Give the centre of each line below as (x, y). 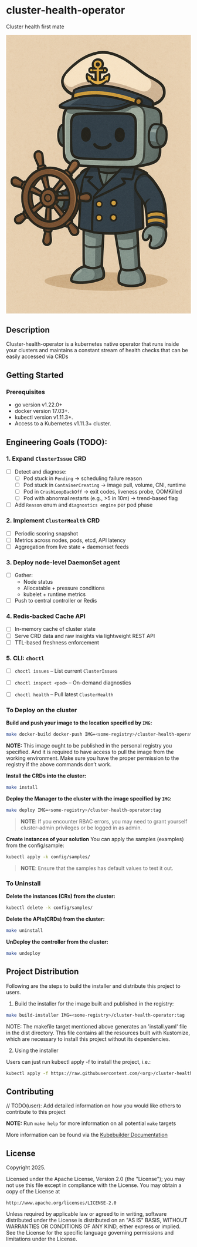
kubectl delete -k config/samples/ (50, 908)
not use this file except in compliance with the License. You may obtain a (94, 1185)
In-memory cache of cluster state (55, 629)
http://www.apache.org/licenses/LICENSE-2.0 (61, 1203)
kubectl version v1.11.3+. (44, 417)
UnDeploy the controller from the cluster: (57, 942)
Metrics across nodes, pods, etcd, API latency (70, 540)
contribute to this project (36, 1112)
